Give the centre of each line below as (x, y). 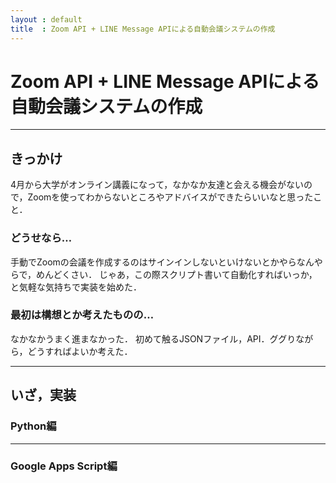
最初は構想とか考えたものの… (82, 315)
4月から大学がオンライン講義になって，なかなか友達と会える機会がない (157, 185)
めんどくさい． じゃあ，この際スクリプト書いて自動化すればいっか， (177, 274)
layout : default (46, 19)
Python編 (33, 426)
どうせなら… (41, 238)
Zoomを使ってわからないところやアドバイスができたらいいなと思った (170, 197)
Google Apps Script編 (64, 466)
